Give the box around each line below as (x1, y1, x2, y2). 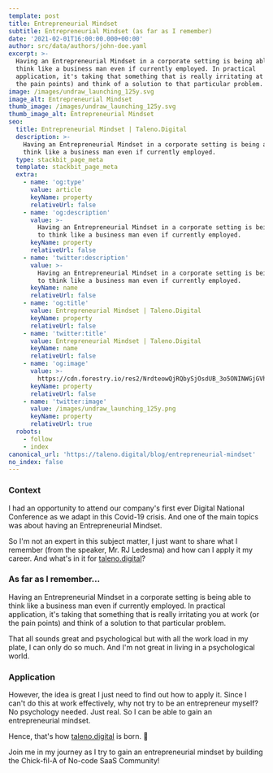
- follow (23, 435, 53, 443)
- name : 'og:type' (23, 178, 85, 187)
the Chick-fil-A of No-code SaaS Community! (8, 756, 160, 766)
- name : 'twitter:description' (23, 254, 129, 262)
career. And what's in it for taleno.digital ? (8, 554, 146, 563)
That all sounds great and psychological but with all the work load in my (8, 633, 249, 643)
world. (8, 651, 30, 661)
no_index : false (8, 458, 63, 466)
